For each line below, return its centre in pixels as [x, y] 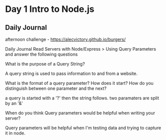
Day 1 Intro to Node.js [50, 9]
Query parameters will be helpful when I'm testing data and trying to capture [83, 128]
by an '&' [14, 103]
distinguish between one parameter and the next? [56, 88]
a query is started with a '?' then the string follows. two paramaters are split [82, 98]
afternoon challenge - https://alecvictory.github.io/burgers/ [65, 39]
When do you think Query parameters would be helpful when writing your [80, 113]
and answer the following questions [41, 54]
